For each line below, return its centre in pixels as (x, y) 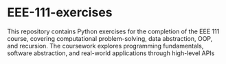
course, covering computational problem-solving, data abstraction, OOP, (110, 38)
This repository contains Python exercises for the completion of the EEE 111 (113, 31)
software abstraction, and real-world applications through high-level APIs (111, 53)
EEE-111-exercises (60, 13)
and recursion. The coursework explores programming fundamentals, (105, 46)
